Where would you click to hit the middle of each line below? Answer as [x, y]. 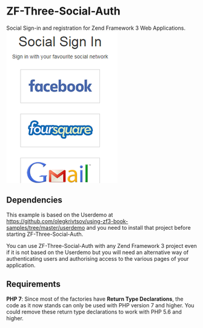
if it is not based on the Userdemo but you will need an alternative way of [98, 252]
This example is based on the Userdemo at [60, 215]
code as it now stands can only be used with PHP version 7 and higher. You [101, 305]
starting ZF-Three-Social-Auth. [45, 234]
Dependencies [34, 200]
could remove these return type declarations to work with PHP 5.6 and [94, 312]
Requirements [33, 284]
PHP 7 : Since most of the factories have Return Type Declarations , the [95, 299]
